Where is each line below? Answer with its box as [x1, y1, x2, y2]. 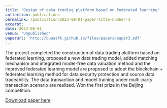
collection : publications [5, 12, 60, 17]
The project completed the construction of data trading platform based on [5, 49, 160, 56]
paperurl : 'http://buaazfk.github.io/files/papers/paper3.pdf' [5, 36, 142, 41]
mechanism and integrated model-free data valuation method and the [5, 60, 151, 66]
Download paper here [5, 97, 51, 103]
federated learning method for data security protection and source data [5, 71, 155, 77]
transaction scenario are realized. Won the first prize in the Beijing [5, 82, 144, 88]
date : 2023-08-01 [5, 26, 42, 31]
